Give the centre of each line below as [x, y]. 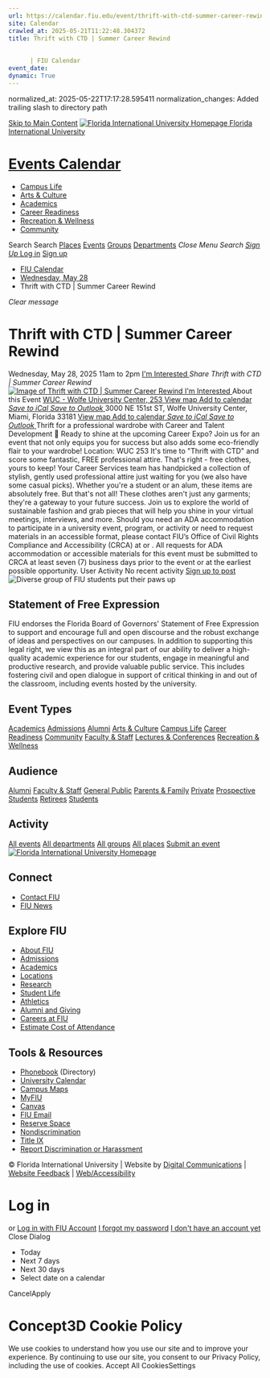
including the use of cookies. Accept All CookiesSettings [102, 1366]
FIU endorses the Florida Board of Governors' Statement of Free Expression [134, 624]
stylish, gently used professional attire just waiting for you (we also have [128, 476]
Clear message [33, 301]
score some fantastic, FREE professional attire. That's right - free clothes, [130, 459]
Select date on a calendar [62, 1278]
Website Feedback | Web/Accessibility [72, 1173]
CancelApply [30, 1293]
